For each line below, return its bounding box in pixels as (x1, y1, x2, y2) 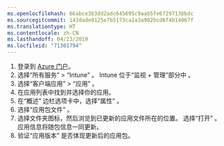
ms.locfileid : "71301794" (7, 42, 82, 49)
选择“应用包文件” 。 (17, 105, 74, 113)
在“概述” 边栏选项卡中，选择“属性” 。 (17, 97, 123, 104)
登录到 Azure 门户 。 (17, 62, 75, 70)
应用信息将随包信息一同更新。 (17, 122, 103, 131)
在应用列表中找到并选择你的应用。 (17, 88, 115, 96)
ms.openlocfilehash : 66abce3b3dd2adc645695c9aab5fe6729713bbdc (7, 10, 194, 17)
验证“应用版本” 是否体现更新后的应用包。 (17, 131, 135, 139)
